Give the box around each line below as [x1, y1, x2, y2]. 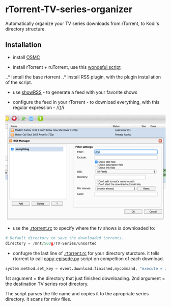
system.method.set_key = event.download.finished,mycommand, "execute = [5, 266, 163, 271]
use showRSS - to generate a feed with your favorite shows [12, 89, 137, 95]
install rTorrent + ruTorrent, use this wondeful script [12, 64, 121, 70]
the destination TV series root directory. [5, 281, 89, 287]
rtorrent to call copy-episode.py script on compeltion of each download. [12, 256, 164, 262]
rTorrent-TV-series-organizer [5, 4, 133, 15]
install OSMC [12, 54, 40, 60]
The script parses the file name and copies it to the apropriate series [5, 291, 149, 297]
